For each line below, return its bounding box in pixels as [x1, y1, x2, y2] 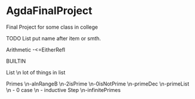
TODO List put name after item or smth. [6, 35, 101, 42]
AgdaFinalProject [6, 4, 93, 18]
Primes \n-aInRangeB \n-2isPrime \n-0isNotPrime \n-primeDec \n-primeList [6, 80, 190, 87]
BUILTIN [6, 57, 26, 64]
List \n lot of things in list [6, 69, 66, 76]
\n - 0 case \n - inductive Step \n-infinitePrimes [6, 86, 121, 93]
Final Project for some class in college [6, 23, 98, 30]
